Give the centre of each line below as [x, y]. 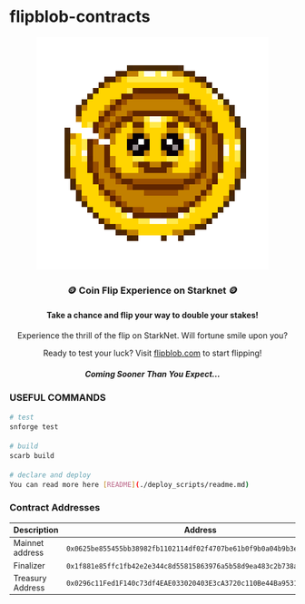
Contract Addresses [55, 508]
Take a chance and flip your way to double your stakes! [152, 316]
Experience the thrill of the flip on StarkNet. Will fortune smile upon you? [152, 336]
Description [36, 530]
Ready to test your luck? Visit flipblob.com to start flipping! [152, 353]
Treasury [30, 578]
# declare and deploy [50, 475]
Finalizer [29, 565]
